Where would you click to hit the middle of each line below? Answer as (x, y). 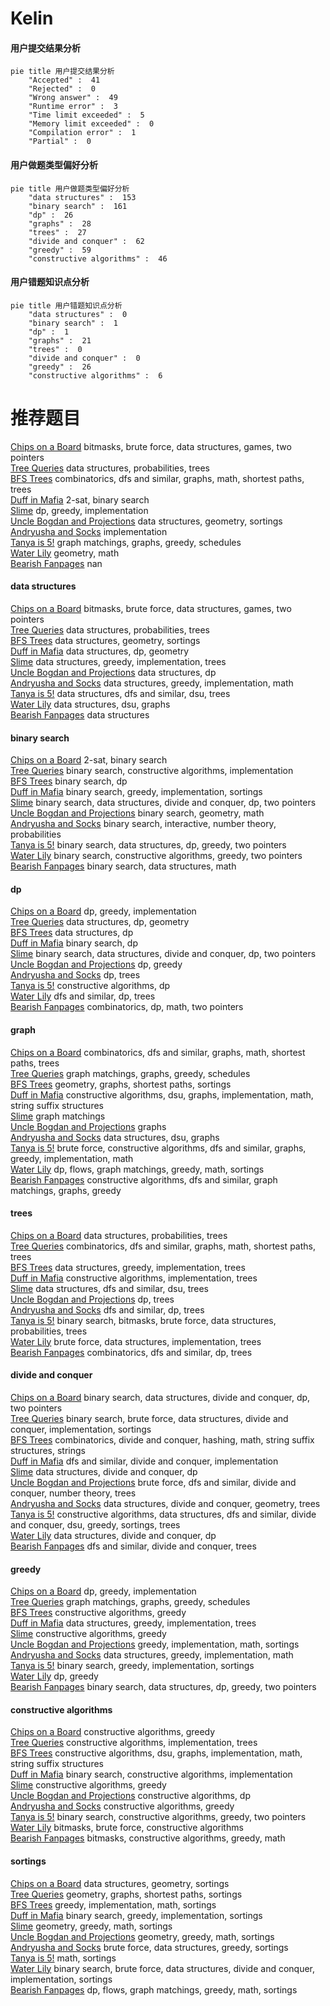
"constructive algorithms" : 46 (98, 258)
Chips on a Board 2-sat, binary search (89, 760)
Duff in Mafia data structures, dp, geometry (100, 651)
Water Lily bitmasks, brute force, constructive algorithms (127, 1828)
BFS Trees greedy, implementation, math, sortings (113, 1904)
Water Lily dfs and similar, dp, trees (83, 996)
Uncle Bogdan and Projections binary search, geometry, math (137, 813)
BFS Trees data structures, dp (72, 933)
